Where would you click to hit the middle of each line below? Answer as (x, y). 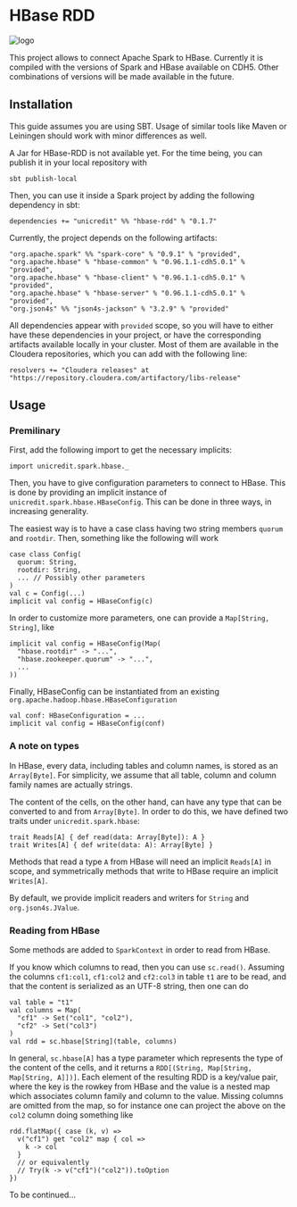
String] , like (32, 628)
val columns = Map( (45, 1011)
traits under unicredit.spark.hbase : (74, 820)
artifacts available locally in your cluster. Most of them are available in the (144, 344)
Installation (41, 105)
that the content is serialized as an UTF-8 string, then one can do (129, 986)
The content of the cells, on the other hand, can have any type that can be (146, 802)
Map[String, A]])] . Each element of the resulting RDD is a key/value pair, (144, 1078)
